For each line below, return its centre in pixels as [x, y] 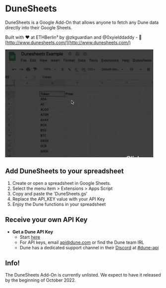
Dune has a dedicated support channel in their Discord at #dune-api [89, 247]
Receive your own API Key [46, 220]
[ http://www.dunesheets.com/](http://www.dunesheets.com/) [68, 42]
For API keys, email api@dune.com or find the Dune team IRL [82, 242]
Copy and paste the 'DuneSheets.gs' [50, 193]
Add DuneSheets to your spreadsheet [64, 171]
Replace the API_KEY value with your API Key [58, 199]
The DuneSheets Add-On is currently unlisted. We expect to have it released [83, 275]
